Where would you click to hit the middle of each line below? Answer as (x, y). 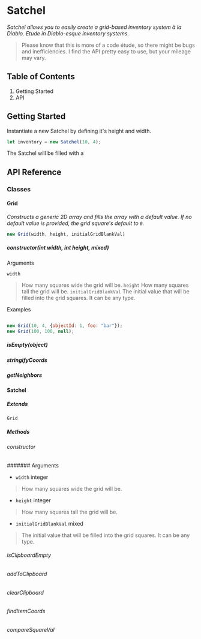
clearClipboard (25, 592)
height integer (33, 500)
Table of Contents (41, 76)
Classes (19, 189)
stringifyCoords (27, 360)
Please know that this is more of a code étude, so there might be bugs (108, 45)
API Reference (34, 172)
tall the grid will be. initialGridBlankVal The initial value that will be (105, 291)
